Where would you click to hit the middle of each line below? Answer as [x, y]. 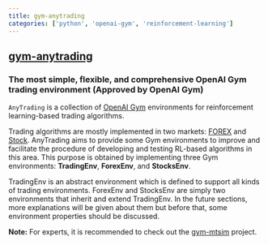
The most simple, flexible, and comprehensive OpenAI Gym [128, 80]
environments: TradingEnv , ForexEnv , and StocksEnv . [100, 166]
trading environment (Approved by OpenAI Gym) [106, 89]
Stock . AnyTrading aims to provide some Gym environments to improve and [134, 140]
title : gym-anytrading [47, 16]
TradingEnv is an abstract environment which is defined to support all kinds [134, 182]
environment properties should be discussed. [84, 217]
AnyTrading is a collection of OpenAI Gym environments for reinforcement [131, 107]
